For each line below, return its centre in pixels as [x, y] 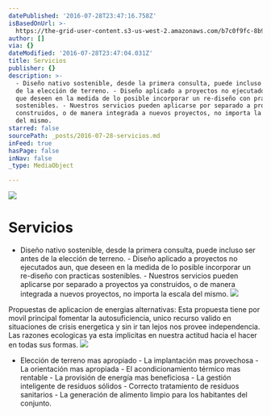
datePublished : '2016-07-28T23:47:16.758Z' [83, 16]
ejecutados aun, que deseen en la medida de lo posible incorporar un [135, 268]
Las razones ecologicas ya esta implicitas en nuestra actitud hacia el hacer [133, 335]
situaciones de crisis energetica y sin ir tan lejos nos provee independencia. [134, 327]
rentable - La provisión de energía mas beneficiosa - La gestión [125, 378]
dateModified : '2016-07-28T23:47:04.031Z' [81, 53]
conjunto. [36, 403]
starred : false [34, 128]
